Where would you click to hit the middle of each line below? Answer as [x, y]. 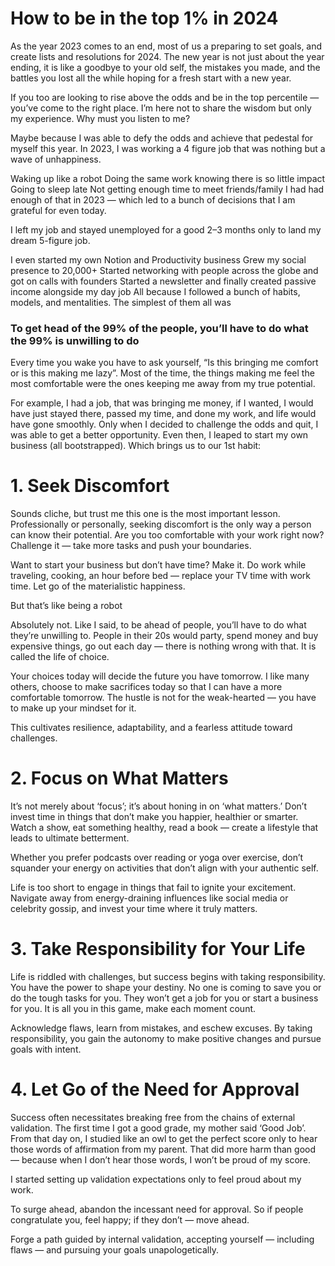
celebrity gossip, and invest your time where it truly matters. [134, 909]
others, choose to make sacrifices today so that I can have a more [146, 687]
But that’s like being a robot [66, 606]
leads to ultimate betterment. [70, 838]
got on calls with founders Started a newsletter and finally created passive [163, 281]
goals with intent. [46, 1049]
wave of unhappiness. [56, 159]
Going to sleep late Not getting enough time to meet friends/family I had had [167, 189]
